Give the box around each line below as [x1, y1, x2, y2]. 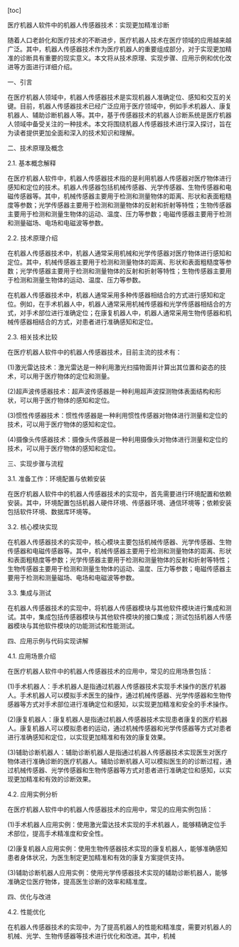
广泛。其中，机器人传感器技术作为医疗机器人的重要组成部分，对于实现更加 [7, 45, 225, 53]
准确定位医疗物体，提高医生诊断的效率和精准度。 [7, 877, 151, 886]
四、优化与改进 [7, 893, 51, 901]
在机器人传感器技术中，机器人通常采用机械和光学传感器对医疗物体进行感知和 [7, 249, 232, 257]
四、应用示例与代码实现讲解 [7, 637, 89, 645]
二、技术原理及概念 [7, 144, 64, 152]
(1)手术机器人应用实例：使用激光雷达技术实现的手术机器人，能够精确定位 [7, 820, 221, 829]
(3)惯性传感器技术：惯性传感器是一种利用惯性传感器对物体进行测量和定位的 [7, 411, 228, 419]
